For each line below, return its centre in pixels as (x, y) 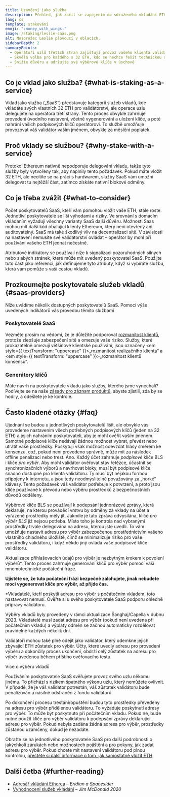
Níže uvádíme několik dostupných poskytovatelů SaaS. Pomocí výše (76, 305)
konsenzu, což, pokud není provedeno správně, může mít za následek (78, 452)
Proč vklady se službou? (45, 146)
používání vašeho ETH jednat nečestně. (47, 242)
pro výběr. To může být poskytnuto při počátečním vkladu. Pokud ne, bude (83, 713)
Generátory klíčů (26, 375)
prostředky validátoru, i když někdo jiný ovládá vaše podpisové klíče (76, 542)
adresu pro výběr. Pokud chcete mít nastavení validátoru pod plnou (75, 750)
